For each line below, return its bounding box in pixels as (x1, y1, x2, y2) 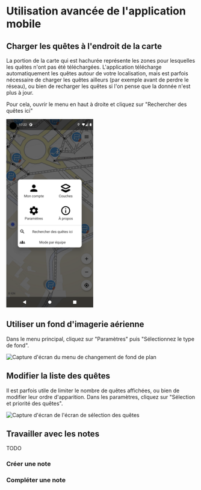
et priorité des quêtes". (6, 400, 63, 407)
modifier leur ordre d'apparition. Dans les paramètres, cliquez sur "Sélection (6, 393, 196, 400)
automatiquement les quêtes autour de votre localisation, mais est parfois (6, 70, 188, 77)
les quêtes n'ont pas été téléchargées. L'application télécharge (6, 63, 162, 71)
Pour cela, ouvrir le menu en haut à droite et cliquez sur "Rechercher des (6, 101, 187, 108)
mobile (6, 17, 42, 31)
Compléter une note (6, 476, 66, 485)
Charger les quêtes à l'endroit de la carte (6, 41, 162, 51)
